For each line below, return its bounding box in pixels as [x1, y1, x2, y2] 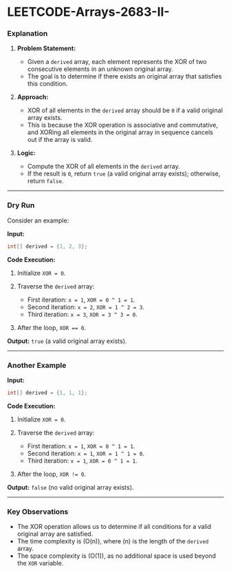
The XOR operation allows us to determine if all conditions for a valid [16, 523, 212, 531]
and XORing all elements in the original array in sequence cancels [27, 128, 213, 136]
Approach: [16, 93, 49, 101]
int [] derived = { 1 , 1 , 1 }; [7, 389, 88, 396]
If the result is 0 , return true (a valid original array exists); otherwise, [27, 169, 221, 178]
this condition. [27, 80, 68, 88]
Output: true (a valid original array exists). [7, 337, 127, 345]
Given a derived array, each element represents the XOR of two [27, 58, 208, 66]
